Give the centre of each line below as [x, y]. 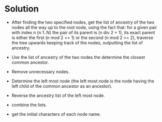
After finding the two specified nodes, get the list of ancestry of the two [83, 22]
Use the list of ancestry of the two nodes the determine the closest [78, 57]
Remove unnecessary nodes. [40, 71]
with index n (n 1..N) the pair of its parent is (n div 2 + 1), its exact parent [83, 32]
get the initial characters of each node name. [56, 114]
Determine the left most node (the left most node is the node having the [83, 81]
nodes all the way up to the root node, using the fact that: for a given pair [84, 27]
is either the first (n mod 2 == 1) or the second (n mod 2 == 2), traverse [82, 38]
